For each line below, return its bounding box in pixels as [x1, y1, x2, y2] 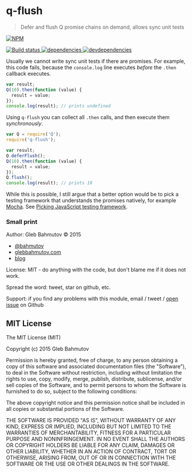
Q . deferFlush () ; [6, 152, 46, 159]
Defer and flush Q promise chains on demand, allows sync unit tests [20, 23, 184, 30]
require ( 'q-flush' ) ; [6, 137, 57, 143]
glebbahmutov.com [14, 249, 61, 256]
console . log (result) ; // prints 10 [6, 180, 93, 186]
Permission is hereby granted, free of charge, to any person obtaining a [6, 356, 178, 364]
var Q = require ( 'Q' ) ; [6, 131, 61, 137]
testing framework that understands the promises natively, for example [6, 197, 176, 204]
